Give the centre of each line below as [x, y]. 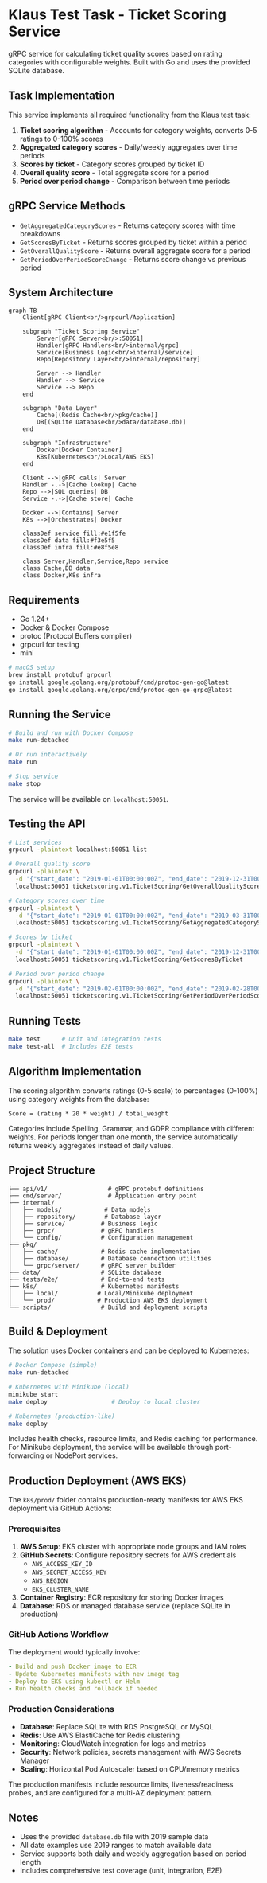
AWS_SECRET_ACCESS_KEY [69, 1572]
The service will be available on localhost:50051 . [89, 799]
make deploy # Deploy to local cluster [104, 1402]
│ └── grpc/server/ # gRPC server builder [92, 1265]
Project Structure [52, 1171]
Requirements [44, 600]
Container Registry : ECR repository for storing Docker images [122, 1597]
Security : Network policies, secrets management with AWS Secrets [130, 1752]
